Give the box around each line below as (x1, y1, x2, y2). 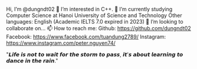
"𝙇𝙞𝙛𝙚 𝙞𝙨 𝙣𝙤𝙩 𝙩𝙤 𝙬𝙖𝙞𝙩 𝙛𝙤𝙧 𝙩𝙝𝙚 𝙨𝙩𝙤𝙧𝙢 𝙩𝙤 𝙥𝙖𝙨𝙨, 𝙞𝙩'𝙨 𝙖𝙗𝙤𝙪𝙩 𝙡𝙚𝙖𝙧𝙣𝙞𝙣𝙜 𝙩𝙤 (6, 51, 183, 58)
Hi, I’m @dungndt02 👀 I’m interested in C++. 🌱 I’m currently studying (6, 6, 173, 12)
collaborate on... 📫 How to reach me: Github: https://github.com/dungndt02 (6, 25, 192, 32)
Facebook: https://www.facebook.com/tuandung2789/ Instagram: (6, 33, 166, 40)
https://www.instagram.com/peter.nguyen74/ (6, 40, 116, 47)
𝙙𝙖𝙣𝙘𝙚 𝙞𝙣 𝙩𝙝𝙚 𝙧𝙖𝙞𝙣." (6, 57, 58, 64)
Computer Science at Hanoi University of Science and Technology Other (6, 12, 182, 19)
